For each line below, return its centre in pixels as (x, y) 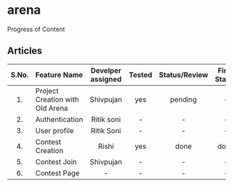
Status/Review (184, 75)
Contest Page (58, 173)
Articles (25, 51)
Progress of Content (36, 29)
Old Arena (52, 108)
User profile (55, 130)
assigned (106, 79)
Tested (140, 75)
